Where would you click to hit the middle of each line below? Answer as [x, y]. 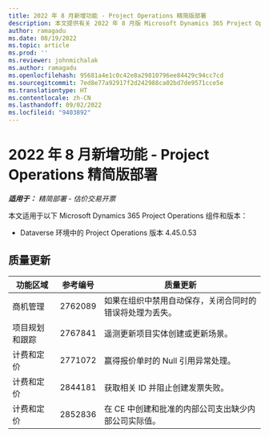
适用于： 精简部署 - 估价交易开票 [62, 198]
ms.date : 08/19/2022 [43, 38]
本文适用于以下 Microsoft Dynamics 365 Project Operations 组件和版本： [128, 215]
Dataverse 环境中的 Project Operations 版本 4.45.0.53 [108, 233]
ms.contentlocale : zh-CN [50, 98]
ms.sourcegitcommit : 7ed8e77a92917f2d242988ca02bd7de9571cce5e [116, 83]
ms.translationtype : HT [48, 90]
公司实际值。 [136, 420]
